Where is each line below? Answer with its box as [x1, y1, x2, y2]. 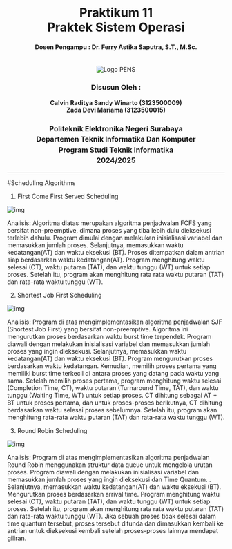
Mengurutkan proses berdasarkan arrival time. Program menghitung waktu [7, 490, 220, 499]
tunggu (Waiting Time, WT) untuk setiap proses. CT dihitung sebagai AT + [7, 392, 217, 400]
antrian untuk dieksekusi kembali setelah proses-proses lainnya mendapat [7, 527, 219, 535]
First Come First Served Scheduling [17, 192, 119, 201]
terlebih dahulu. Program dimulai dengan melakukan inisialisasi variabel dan [7, 233, 223, 242]
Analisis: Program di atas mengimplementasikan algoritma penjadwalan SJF [7, 318, 222, 326]
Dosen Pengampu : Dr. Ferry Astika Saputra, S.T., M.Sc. [35, 43, 197, 51]
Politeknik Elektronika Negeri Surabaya [49, 124, 183, 133]
